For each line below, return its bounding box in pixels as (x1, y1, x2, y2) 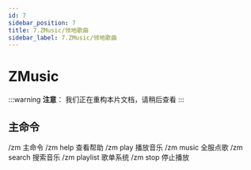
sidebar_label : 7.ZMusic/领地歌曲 (8, 33, 117, 42)
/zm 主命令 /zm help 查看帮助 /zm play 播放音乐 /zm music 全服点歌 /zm (8, 143, 243, 152)
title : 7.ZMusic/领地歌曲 (8, 26, 89, 34)
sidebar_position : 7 (8, 19, 77, 27)
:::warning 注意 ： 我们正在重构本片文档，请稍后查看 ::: (8, 95, 184, 104)
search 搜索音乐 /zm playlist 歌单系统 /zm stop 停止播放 (8, 153, 190, 162)
